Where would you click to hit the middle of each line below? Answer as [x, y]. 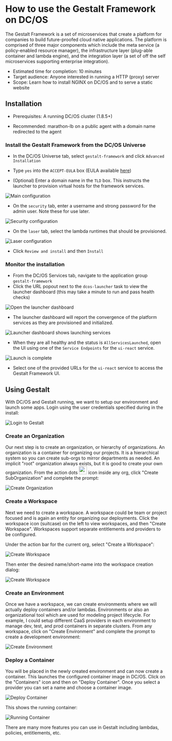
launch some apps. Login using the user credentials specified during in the [84, 407]
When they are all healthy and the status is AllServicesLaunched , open [87, 343]
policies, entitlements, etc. [33, 733]
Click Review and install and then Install [58, 251]
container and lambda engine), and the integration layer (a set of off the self [85, 56]
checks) [21, 297]
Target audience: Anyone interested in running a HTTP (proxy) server [86, 77]
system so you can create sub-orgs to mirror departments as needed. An [83, 458]
